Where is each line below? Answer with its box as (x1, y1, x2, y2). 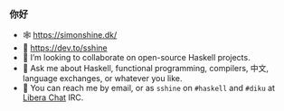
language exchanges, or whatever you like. (22, 73, 183, 84)
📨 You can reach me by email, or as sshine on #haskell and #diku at (22, 83, 276, 94)
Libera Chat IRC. (22, 92, 84, 103)
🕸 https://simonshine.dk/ (22, 30, 118, 41)
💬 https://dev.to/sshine (22, 42, 108, 53)
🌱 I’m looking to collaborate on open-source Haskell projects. (22, 52, 251, 63)
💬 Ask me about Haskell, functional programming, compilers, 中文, (22, 63, 270, 74)
